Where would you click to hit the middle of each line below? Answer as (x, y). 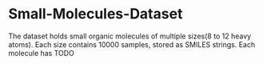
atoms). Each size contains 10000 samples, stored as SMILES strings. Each (132, 44)
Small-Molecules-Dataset (96, 14)
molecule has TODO (41, 53)
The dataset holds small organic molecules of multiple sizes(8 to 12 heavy (130, 36)
